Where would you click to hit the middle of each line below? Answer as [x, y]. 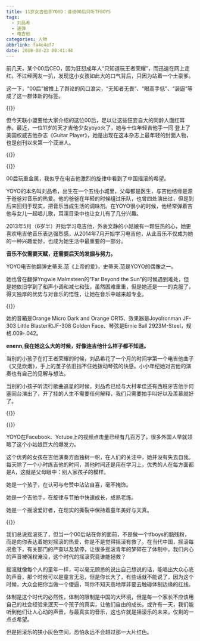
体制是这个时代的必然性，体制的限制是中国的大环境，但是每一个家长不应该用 [100, 597]
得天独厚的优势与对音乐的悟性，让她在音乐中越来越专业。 [76, 294]
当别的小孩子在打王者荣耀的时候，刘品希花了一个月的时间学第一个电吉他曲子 [100, 358]
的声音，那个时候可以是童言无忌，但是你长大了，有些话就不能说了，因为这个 [100, 577]
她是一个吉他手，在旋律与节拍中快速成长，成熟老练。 [71, 497]
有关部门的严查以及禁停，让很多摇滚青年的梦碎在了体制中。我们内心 [110, 549]
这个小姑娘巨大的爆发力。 [48, 444]
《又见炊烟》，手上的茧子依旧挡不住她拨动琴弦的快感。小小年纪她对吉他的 [96, 366]
